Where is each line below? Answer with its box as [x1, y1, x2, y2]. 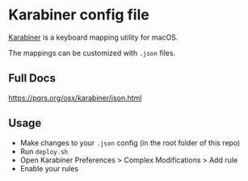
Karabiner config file [8, 6, 149, 24]
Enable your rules [19, 163, 79, 173]
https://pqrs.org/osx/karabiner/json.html [8, 93, 142, 103]
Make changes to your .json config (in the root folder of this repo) [19, 137, 241, 147]
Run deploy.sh [19, 146, 69, 156]
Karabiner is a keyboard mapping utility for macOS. [8, 32, 179, 42]
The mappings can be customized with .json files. [8, 48, 176, 57]
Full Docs [8, 71, 57, 86]
